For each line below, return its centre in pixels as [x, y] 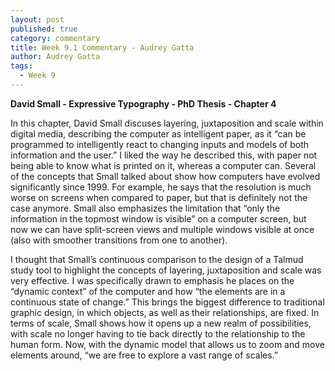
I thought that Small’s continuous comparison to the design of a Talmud [157, 259]
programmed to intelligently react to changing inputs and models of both [160, 144]
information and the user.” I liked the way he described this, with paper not [164, 155]
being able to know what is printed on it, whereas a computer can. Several [163, 165]
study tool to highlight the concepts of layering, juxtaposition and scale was [166, 270]
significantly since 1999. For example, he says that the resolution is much [161, 187]
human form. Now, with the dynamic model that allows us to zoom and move [167, 344]
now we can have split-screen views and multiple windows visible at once [162, 229]
